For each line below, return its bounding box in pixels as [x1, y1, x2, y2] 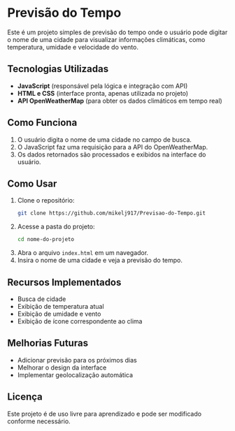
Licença [7, 391, 43, 403]
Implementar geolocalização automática [17, 370, 134, 379]
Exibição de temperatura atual [17, 302, 104, 310]
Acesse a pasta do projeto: [17, 222, 96, 231]
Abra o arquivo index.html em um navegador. [17, 249, 149, 257]
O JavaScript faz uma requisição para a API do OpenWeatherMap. [17, 143, 208, 151]
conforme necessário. [7, 417, 71, 425]
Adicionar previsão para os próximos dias [17, 356, 138, 364]
